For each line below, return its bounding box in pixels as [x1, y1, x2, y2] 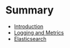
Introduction [13, 23, 44, 30]
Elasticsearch [13, 35, 47, 42]
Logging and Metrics [13, 29, 64, 36]
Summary [5, 4, 54, 17]
